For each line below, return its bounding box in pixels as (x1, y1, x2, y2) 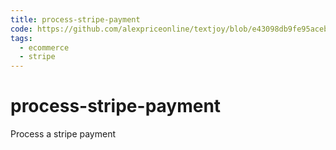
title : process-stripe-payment (10, 14, 141, 25)
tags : (10, 33, 33, 43)
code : (10, 24, 33, 34)
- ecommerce (19, 42, 70, 53)
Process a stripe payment (10, 128, 116, 140)
